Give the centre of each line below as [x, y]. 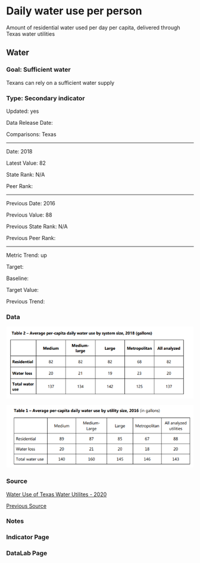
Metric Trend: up [27, 255]
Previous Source [26, 506]
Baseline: [17, 278]
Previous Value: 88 [29, 215]
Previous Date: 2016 [31, 203]
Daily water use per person [74, 11]
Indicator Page [28, 537]
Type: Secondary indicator [46, 98]
